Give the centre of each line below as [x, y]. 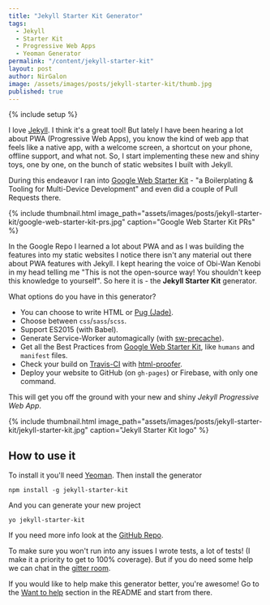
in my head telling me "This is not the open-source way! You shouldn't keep [135, 272]
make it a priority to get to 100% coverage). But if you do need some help [131, 560]
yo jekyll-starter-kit [47, 521]
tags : [17, 24]
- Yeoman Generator [49, 54]
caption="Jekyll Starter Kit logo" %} [149, 430]
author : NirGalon [38, 76]
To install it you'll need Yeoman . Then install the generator [105, 475]
